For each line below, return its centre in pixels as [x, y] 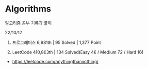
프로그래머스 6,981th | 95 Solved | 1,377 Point [56, 42]
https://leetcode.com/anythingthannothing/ [55, 61]
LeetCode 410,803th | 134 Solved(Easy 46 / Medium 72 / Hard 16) [78, 52]
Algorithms [28, 9]
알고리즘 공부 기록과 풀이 [28, 23]
